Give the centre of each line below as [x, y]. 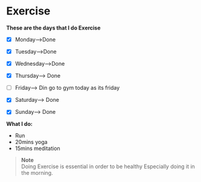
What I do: [20, 124]
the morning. [37, 173]
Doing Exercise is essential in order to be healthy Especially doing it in [108, 166]
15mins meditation [37, 148]
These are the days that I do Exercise [53, 28]
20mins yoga [31, 142]
